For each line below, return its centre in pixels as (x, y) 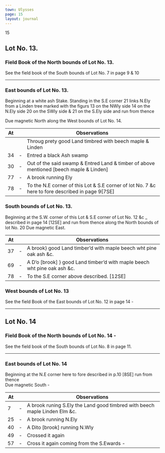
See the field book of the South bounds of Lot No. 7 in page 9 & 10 (72, 73)
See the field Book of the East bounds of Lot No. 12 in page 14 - (69, 301)
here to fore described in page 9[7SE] (70, 192)
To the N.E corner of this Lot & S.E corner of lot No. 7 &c (91, 186)
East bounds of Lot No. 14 (36, 364)
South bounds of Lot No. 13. (39, 206)
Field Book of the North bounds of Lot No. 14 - (61, 336)
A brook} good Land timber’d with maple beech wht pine (92, 248)
